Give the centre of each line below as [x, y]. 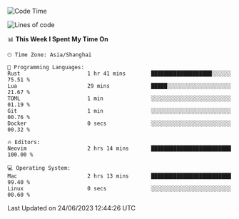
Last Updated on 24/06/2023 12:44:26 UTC [72, 208]
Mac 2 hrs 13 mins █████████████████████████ [119, 176]
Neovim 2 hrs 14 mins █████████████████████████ [119, 148]
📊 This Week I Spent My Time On [58, 39]
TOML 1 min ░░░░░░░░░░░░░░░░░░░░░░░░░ [119, 98]
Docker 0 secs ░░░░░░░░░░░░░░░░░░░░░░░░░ [119, 123]
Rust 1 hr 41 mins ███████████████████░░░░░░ [119, 73]
